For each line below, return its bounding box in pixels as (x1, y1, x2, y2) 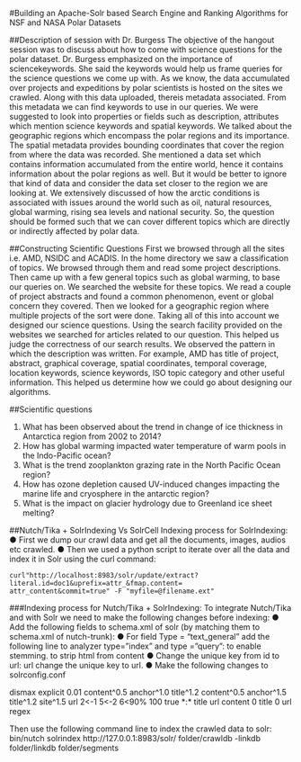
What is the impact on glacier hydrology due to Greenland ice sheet (22, 498, 272, 508)
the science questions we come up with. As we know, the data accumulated (9, 73, 290, 84)
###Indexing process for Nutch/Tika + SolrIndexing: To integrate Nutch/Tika (9, 603, 292, 613)
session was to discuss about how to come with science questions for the (9, 44, 283, 55)
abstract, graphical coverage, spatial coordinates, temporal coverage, (9, 358, 268, 368)
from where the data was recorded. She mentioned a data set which (9, 149, 261, 160)
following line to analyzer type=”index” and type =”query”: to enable (9, 641, 262, 651)
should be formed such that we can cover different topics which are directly (9, 216, 290, 227)
